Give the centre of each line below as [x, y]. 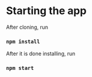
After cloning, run [27, 27]
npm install [23, 41]
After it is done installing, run [41, 53]
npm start [20, 68]
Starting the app [46, 11]
